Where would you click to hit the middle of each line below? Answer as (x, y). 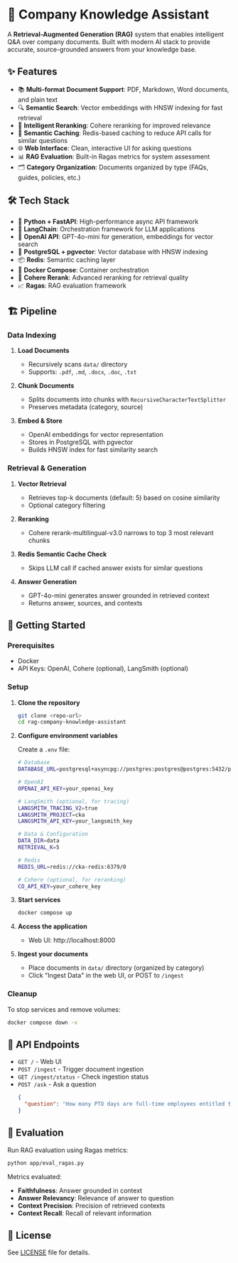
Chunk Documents (46, 386)
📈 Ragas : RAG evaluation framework (72, 285)
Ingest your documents (53, 954)
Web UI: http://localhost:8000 (72, 940)
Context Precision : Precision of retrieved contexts (91, 1205)
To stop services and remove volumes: (64, 1009)
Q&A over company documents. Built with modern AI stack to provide (109, 41)
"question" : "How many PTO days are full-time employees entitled (125, 1104)
